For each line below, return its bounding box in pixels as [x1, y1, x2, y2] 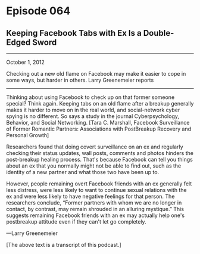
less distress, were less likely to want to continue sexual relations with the [6, 187, 187, 193]
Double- [143, 28, 174, 38]
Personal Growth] [6, 132, 49, 138]
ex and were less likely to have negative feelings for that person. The [6, 193, 175, 200]
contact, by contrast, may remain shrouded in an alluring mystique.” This [6, 206, 185, 212]
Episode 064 [6, 4, 71, 18]
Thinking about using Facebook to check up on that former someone [6, 94, 175, 101]
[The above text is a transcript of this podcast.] [6, 241, 122, 248]
